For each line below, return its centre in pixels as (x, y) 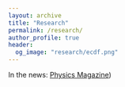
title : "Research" (38, 23)
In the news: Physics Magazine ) (60, 75)
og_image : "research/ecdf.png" (67, 52)
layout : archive (35, 15)
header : (21, 45)
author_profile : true (44, 38)
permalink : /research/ (45, 30)
